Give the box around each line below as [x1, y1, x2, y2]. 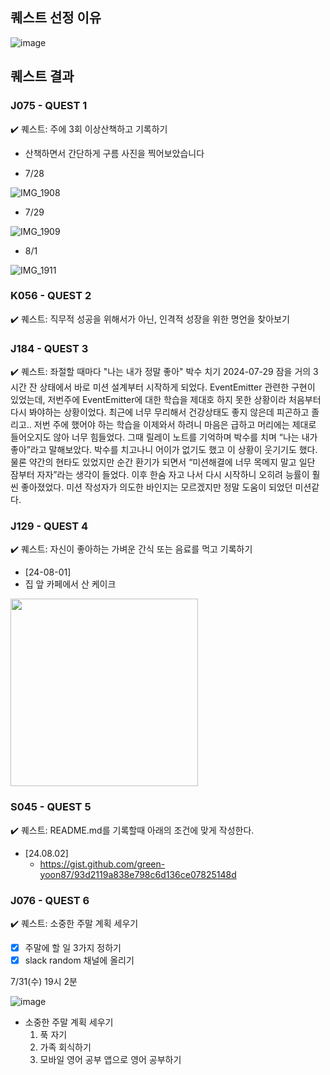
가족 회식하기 [39, 1041, 92, 1053]
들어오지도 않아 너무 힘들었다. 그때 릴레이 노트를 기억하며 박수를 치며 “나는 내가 [10, 431, 318, 443]
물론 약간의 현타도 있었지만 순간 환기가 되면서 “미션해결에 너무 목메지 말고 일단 [10, 456, 316, 468]
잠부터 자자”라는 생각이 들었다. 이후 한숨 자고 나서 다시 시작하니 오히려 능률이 [10, 469, 310, 481]
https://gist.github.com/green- [39, 858, 166, 870]
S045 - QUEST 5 [10, 800, 92, 814]
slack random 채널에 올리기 [24, 954, 135, 967]
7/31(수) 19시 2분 [10, 976, 78, 988]
